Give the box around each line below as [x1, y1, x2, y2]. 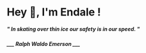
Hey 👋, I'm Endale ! [7, 5, 101, 19]
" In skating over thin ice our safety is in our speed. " [7, 25, 140, 32]
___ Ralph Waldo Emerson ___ [7, 40, 80, 48]
